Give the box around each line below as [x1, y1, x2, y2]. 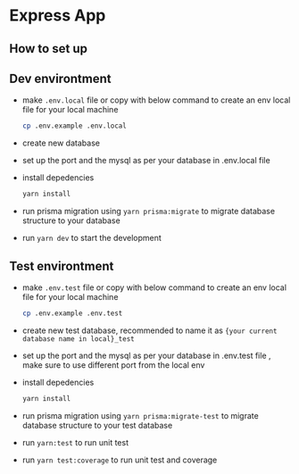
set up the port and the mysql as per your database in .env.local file [21, 155, 270, 166]
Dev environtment [9, 71, 112, 86]
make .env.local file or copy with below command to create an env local [21, 95, 291, 105]
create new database [21, 137, 101, 148]
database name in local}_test [21, 334, 136, 344]
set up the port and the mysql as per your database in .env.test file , [21, 350, 271, 361]
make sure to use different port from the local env [21, 359, 205, 370]
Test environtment [9, 258, 114, 273]
